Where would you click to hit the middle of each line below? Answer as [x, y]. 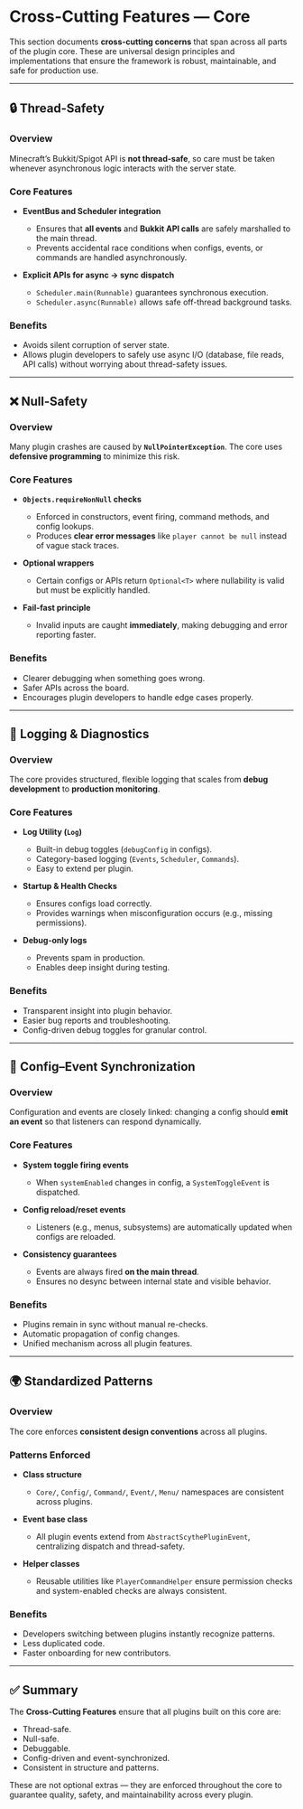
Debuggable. [46, 1748]
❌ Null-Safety [49, 401]
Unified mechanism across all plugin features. [107, 1344]
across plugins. [64, 1502]
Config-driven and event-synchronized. [96, 1758]
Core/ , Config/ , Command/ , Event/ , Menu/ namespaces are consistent [160, 1492]
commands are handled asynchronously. [111, 257]
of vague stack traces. [78, 546]
